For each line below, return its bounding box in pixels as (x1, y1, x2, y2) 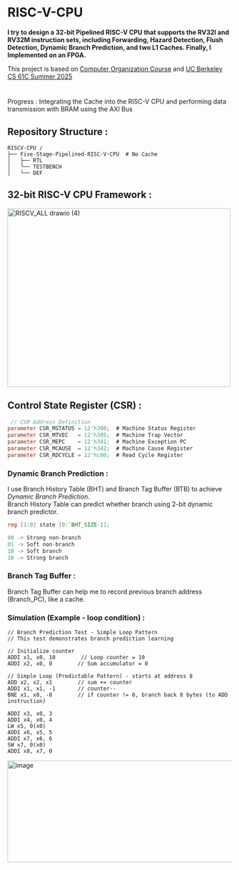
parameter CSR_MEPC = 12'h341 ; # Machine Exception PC (7, 439, 187, 446)
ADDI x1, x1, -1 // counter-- (7, 685, 116, 693)
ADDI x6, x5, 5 (7, 729, 53, 736)
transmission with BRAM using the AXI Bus (7, 105, 133, 114)
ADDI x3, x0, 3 (7, 710, 53, 718)
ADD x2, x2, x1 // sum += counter (7, 679, 133, 686)
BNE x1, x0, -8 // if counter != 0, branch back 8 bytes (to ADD (7, 691, 228, 699)
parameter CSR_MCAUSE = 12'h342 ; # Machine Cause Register (7, 445, 193, 452)
